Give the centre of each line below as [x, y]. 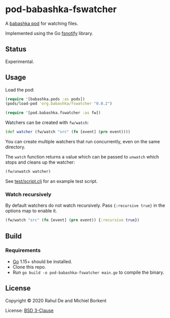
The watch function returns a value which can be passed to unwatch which [82, 157]
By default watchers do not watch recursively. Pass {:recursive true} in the [85, 205]
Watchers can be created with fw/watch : [47, 122]
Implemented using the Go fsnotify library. [49, 33]
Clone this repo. [29, 267]
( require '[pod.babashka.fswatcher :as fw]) [53, 113]
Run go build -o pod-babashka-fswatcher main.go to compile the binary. [88, 272]
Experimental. [20, 61]
